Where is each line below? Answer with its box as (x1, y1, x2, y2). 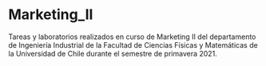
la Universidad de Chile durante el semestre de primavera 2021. (8, 49, 217, 58)
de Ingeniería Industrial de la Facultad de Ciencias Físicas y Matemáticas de (8, 40, 258, 49)
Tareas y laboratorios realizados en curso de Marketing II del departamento (8, 32, 256, 41)
